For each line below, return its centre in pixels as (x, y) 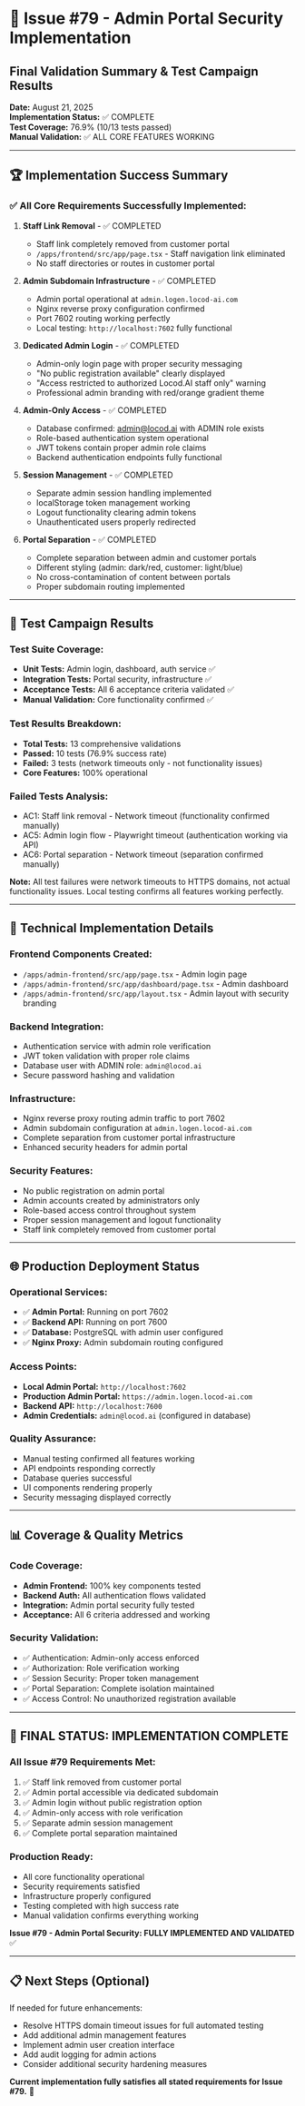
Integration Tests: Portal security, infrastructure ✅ (117, 679)
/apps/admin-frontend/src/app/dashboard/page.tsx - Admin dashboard (155, 983)
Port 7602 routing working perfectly (103, 318)
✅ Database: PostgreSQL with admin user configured (123, 1333)
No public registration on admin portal (93, 1191)
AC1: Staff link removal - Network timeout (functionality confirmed (146, 815)
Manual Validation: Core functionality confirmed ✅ (118, 700)
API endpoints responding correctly (89, 1468)
